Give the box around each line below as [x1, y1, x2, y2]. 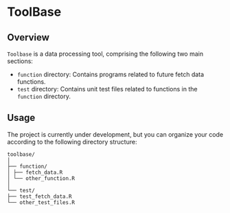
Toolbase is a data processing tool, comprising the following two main [7, 49, 204, 58]
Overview [7, 32, 50, 43]
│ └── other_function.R [7, 175, 76, 182]
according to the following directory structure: [7, 137, 137, 146]
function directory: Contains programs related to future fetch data [16, 70, 205, 78]
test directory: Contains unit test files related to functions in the [16, 85, 198, 93]
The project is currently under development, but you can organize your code [7, 130, 224, 138]
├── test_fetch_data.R [7, 193, 72, 200]
